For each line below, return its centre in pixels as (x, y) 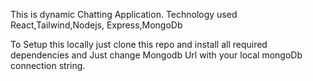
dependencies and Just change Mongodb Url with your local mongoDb (156, 55)
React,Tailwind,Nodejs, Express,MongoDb (96, 25)
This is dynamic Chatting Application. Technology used (124, 14)
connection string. (48, 65)
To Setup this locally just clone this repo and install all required (139, 44)
